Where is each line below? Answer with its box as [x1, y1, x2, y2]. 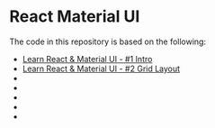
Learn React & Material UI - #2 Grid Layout [22, 63, 181, 74]
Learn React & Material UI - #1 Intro [22, 53, 153, 64]
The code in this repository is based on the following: [9, 36, 207, 47]
